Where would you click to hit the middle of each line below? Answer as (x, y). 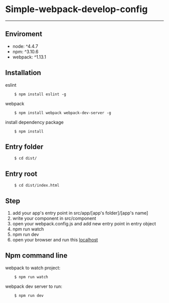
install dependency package (34, 122)
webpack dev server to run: (34, 286)
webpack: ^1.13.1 (29, 57)
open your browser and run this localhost (55, 240)
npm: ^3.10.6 (25, 51)
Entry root (21, 174)
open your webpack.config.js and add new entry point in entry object (84, 224)
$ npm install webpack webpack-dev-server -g (63, 113)
